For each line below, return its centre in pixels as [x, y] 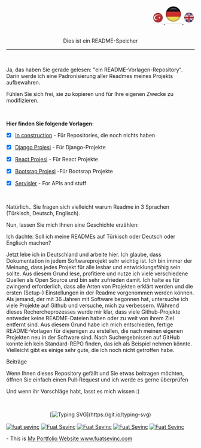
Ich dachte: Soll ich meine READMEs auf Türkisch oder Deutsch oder [91, 236]
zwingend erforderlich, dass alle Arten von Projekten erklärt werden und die [100, 286]
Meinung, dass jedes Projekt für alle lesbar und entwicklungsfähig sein [93, 267]
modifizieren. [22, 100]
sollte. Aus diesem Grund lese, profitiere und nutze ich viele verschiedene [97, 273]
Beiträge [17, 362]
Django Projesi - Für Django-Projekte [60, 147]
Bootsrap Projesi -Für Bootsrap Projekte [64, 171]
